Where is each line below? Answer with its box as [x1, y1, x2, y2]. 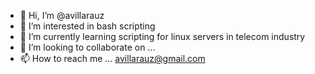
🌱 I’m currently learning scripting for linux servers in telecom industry [19, 31, 306, 42]
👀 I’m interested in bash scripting [19, 20, 156, 32]
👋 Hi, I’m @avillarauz [19, 10, 105, 21]
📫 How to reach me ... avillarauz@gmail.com [19, 53, 206, 64]
